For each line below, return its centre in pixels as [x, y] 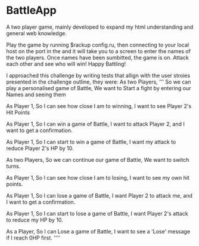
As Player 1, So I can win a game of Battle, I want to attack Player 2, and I [95, 124]
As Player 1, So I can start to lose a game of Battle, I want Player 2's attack [97, 213]
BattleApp [31, 10]
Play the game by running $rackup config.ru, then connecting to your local [98, 45]
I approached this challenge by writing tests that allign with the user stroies [98, 75]
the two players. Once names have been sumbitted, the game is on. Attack [97, 57]
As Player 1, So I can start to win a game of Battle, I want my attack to [91, 142]
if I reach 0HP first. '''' [33, 238]
